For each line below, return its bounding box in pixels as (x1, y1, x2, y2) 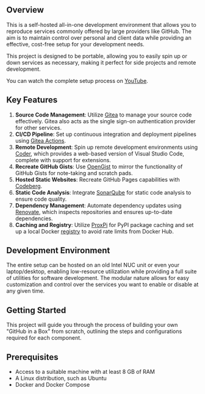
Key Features (6, 95, 58, 106)
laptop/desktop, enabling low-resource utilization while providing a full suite (6, 268, 197, 275)
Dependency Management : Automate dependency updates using (15, 201, 182, 209)
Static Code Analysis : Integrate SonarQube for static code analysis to (15, 188, 192, 196)
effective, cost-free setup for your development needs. (6, 40, 145, 48)
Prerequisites (6, 352, 59, 362)
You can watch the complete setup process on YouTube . (6, 77, 148, 84)
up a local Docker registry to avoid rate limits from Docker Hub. (15, 227, 174, 235)
